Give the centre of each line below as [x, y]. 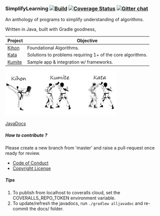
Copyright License [32, 169]
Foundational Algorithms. [53, 48]
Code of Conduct [31, 163]
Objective [87, 40]
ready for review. [23, 153]
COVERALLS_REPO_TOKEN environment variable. [64, 198]
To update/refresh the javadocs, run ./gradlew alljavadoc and [77, 203]
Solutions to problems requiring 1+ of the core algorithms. [87, 55]
